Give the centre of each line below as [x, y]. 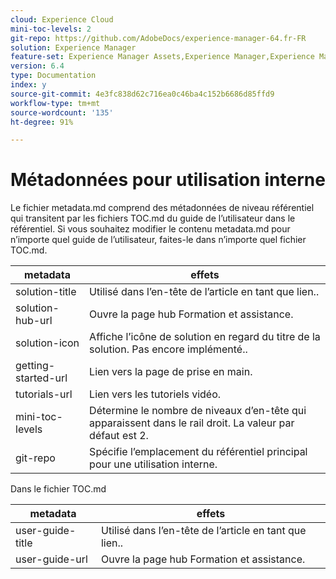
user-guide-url [51, 559]
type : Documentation [53, 76]
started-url [41, 378]
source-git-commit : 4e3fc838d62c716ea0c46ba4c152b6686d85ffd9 [142, 94]
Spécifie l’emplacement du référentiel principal [198, 452]
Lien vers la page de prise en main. [171, 372]
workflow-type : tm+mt [55, 103]
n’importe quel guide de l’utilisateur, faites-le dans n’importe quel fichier [158, 240]
